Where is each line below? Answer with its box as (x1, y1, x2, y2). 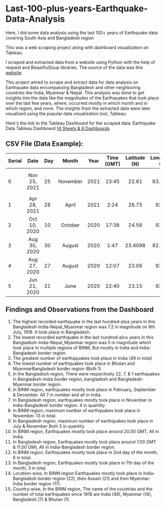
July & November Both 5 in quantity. (12, 423, 86, 429)
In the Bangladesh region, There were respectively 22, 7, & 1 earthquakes (12, 371, 160, 377)
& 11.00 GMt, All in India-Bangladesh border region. (12, 444, 116, 450)
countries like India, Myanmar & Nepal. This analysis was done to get (5, 90, 145, 95)
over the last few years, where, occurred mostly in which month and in (5, 100, 148, 106)
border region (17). (24, 480, 62, 486)
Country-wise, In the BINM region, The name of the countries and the (12, 486, 153, 492)
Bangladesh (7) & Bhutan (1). (12, 496, 71, 502)
